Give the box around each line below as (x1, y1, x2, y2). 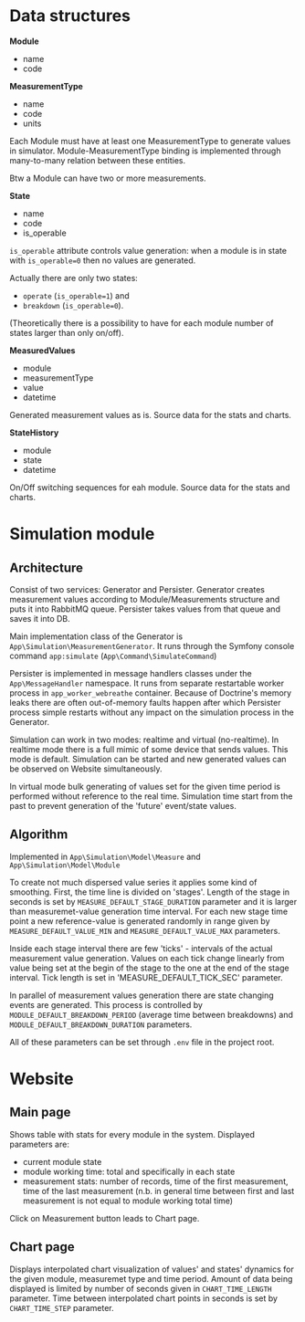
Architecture (9, 560, 84, 575)
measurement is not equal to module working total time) (22, 1195, 234, 1206)
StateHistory (9, 426, 59, 438)
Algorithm (9, 827, 68, 843)
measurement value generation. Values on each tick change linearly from (9, 952, 285, 963)
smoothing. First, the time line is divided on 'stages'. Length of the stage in (9, 887, 290, 897)
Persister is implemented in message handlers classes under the (9, 667, 253, 678)
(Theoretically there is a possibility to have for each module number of (9, 317, 274, 329)
